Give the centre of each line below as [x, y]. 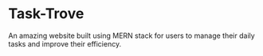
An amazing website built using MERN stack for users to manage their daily [131, 35]
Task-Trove [46, 14]
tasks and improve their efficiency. [65, 43]
